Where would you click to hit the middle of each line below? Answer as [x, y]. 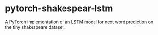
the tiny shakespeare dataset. [35, 27]
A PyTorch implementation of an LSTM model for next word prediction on [79, 22]
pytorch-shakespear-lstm [59, 9]
